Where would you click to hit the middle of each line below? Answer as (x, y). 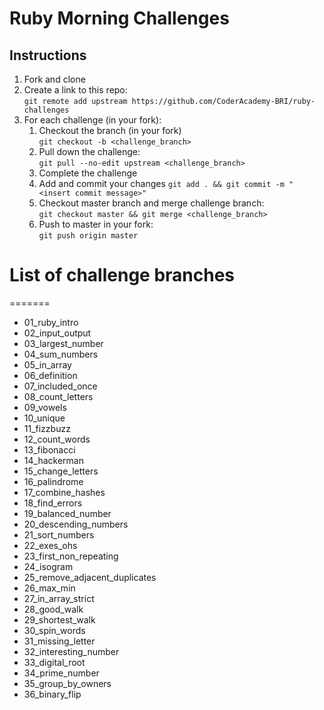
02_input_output (57, 333)
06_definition (50, 375)
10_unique (44, 418)
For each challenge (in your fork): (92, 120)
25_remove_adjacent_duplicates (90, 577)
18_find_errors (53, 503)
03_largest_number (63, 343)
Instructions (48, 55)
